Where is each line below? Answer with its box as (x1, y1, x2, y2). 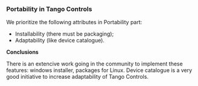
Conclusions (6, 48, 39, 56)
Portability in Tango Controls (6, 5, 92, 13)
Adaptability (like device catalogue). (14, 37, 104, 44)
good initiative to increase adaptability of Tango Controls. (6, 73, 149, 81)
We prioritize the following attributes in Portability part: (6, 19, 142, 26)
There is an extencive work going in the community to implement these (6, 60, 183, 68)
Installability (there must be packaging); (14, 30, 114, 38)
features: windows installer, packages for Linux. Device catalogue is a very (6, 67, 193, 74)
